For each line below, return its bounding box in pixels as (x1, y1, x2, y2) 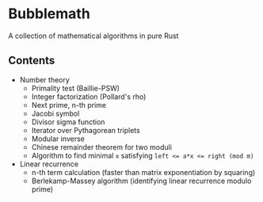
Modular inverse (31, 134, 85, 143)
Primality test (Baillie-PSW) (31, 83, 120, 93)
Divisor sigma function (31, 116, 105, 127)
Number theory (19, 74, 70, 84)
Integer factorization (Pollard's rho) (31, 92, 147, 101)
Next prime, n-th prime (31, 100, 107, 109)
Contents (8, 54, 55, 67)
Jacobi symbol (31, 109, 80, 118)
